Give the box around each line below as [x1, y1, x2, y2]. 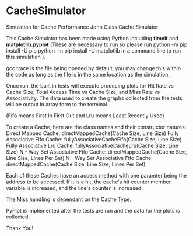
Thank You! [6, 224, 34, 231]
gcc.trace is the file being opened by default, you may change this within [6, 64, 181, 71]
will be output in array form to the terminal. [6, 100, 109, 107]
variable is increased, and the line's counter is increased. [6, 184, 143, 191]
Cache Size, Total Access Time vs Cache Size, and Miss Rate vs [6, 88, 160, 95]
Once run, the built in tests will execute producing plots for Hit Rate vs [6, 82, 174, 89]
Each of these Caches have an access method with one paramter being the [6, 172, 187, 179]
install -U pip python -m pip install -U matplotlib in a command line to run [6, 47, 181, 54]
